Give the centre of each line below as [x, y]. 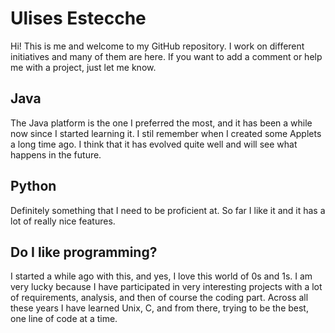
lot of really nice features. [63, 221]
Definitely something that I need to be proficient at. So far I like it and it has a [168, 210]
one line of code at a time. [64, 319]
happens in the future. [56, 154]
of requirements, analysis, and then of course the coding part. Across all [159, 298]
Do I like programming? [84, 252]
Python [33, 186]
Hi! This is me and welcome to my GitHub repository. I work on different [157, 46]
